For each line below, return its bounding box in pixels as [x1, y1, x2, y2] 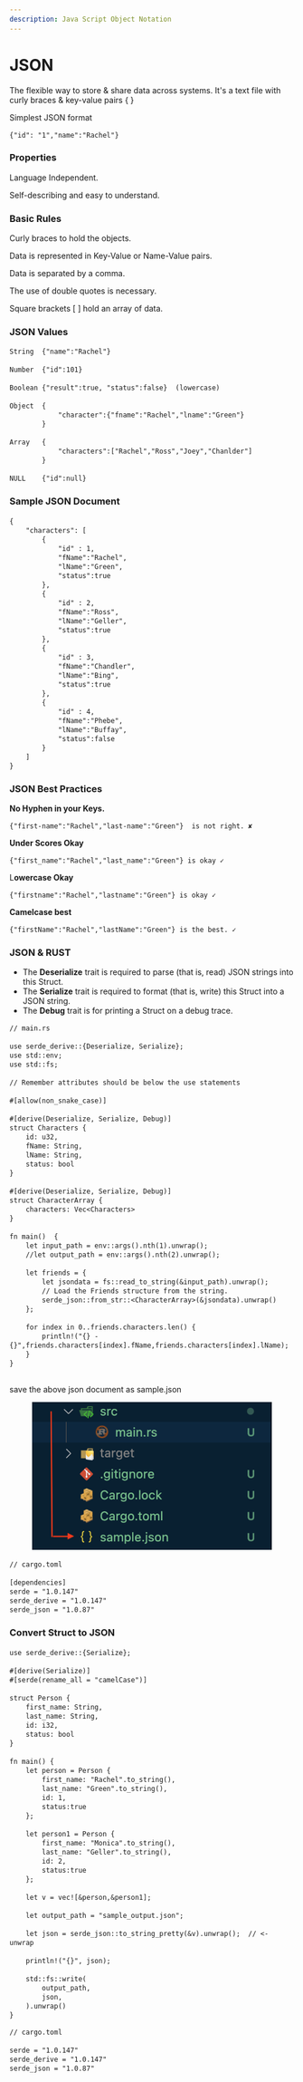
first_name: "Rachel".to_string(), [42, 1775, 176, 1784]
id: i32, [25, 1721, 59, 1730]
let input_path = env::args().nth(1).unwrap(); [25, 1241, 208, 1250]
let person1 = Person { [25, 1829, 116, 1838]
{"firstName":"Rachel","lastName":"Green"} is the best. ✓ [9, 925, 237, 935]
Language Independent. [9, 172, 99, 183]
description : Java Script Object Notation [9, 14, 172, 24]
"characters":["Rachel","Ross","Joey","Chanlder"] [57, 447, 253, 457]
